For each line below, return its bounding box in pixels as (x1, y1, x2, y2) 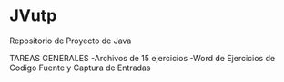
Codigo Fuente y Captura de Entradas (9, 62, 151, 73)
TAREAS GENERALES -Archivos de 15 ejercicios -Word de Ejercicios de (9, 52, 276, 63)
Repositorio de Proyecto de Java (9, 35, 132, 46)
